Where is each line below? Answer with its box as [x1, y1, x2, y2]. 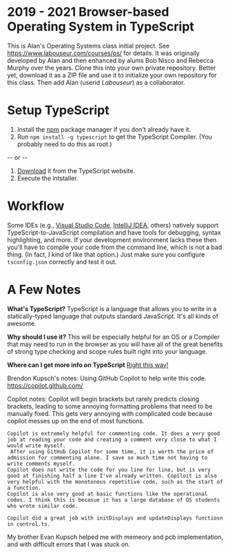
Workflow [7, 198, 65, 214]
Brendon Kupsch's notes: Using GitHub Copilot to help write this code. [7, 374, 207, 382]
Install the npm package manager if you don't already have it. [17, 125, 191, 133]
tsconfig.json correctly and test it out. [7, 257, 117, 266]
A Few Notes [7, 282, 81, 297]
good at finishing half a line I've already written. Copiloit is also [7, 472, 217, 479]
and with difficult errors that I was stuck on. [7, 540, 131, 548]
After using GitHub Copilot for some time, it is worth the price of [10, 448, 214, 455]
